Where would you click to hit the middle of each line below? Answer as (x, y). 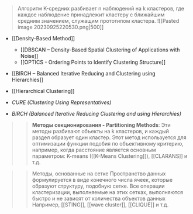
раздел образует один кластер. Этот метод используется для (109, 137)
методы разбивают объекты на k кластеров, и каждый (101, 131)
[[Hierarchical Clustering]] (43, 91)
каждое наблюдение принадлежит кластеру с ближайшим (91, 15)
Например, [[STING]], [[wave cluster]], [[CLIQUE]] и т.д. (100, 205)
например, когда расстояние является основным (94, 150)
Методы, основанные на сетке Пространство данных (99, 174)
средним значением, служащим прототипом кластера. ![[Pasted (98, 21)
